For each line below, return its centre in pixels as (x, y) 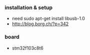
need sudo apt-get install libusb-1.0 (48, 19)
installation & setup (29, 8)
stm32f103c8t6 (27, 48)
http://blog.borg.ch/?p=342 (40, 24)
